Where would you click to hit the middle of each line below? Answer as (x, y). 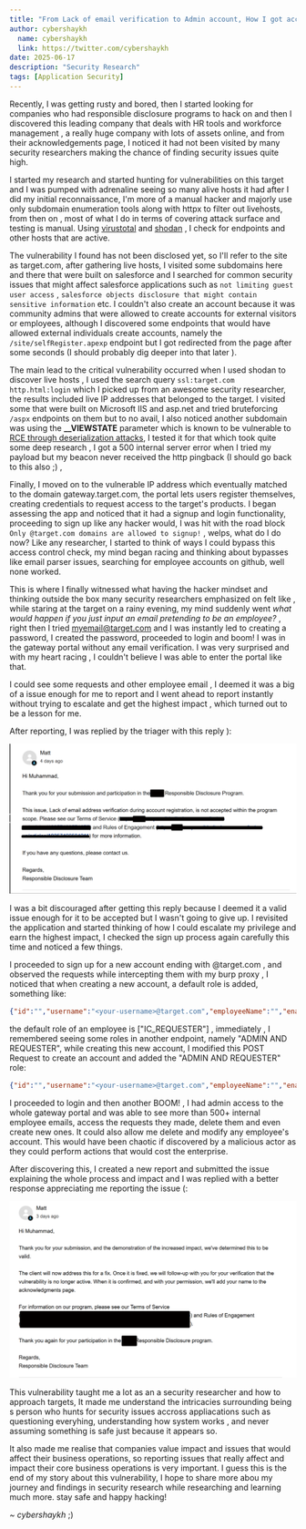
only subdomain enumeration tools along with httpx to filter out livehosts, (146, 209)
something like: (38, 994)
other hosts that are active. (60, 238)
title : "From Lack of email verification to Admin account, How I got (146, 19)
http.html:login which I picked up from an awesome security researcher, (148, 389)
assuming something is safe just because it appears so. (114, 1431)
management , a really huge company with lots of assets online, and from (147, 133)
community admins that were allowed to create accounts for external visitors (153, 313)
